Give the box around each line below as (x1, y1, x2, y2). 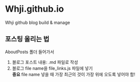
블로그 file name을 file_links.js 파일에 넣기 (12, 65, 93, 71)
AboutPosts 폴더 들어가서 (5, 49, 54, 55)
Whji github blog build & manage (5, 20, 70, 25)
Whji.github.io (5, 3, 64, 15)
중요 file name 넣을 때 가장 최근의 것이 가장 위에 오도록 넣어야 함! (12, 71, 136, 77)
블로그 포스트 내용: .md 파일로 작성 (12, 59, 78, 65)
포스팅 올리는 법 (5, 35, 50, 43)
